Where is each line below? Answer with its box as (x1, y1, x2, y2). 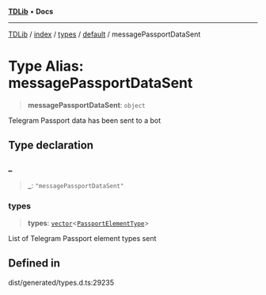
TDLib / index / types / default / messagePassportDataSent (8, 29, 201, 39)
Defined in (8, 257, 61, 270)
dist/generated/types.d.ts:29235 (8, 278, 115, 287)
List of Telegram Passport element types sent (8, 233, 157, 243)
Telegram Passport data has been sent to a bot (8, 115, 161, 125)
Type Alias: (8, 57, 85, 75)
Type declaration (8, 139, 93, 152)
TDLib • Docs (8, 7, 54, 16)
